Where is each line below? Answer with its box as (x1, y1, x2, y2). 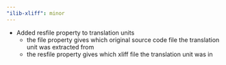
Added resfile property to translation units (16, 28, 135, 37)
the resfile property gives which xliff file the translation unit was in (26, 50, 213, 58)
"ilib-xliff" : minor (6, 9, 66, 17)
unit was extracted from (26, 43, 95, 51)
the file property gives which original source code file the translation (26, 35, 220, 44)
